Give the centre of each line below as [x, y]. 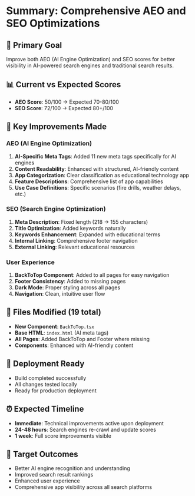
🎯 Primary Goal [34, 45]
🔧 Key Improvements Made [57, 127]
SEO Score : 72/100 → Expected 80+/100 [64, 108]
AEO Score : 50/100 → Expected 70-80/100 [67, 102]
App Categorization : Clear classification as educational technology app [102, 175]
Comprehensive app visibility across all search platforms [83, 487]
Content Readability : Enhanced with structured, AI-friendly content [97, 168]
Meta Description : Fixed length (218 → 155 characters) [81, 221]
